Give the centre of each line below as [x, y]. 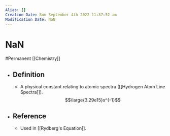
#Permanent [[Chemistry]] [33, 58]
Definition [28, 74]
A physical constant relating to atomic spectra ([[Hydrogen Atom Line [93, 87]
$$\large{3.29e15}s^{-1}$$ [93, 100]
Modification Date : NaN [30, 19]
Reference [29, 116]
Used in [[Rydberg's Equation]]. [53, 128]
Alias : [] [16, 10]
